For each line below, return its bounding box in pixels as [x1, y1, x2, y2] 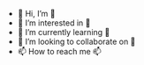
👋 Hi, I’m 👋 [17, 9, 56, 18]
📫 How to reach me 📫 [17, 47, 102, 56]
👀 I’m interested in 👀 [17, 18, 91, 28]
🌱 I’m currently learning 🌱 [17, 27, 110, 37]
